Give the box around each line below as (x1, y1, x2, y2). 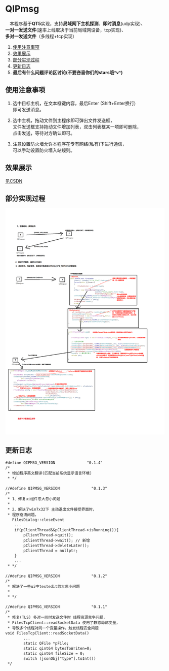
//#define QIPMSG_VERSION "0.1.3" (5, 486, 108, 491)
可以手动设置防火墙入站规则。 (12, 147, 75, 153)
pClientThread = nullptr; (23, 548, 78, 554)
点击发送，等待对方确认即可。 (12, 130, 75, 136)
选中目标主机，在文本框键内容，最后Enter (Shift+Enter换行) (12, 100, 136, 106)
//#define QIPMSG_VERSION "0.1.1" (5, 604, 108, 610)
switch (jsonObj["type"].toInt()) (23, 656, 96, 661)
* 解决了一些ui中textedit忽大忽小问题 (7, 584, 80, 589)
